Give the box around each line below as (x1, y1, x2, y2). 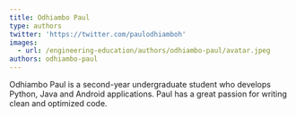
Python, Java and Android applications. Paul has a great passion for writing (9, 88, 287, 99)
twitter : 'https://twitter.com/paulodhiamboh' (9, 29, 187, 38)
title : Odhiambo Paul (9, 13, 91, 22)
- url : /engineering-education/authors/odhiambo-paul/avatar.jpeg (17, 46, 271, 55)
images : (9, 38, 39, 47)
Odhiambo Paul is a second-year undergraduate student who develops (9, 79, 272, 89)
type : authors (9, 21, 63, 30)
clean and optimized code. (9, 98, 108, 108)
